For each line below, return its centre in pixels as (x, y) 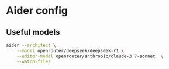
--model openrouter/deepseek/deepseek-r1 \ (70, 50)
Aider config (37, 11)
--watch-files (34, 61)
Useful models (33, 32)
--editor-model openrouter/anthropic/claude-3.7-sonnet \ (90, 56)
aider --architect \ (31, 45)
